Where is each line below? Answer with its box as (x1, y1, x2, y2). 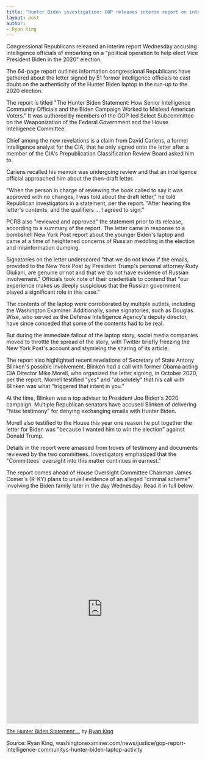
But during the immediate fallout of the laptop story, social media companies (6, 332, 198, 339)
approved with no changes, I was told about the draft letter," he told (6, 193, 176, 201)
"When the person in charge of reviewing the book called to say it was (6, 187, 183, 194)
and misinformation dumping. (6, 244, 81, 252)
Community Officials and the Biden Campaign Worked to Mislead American (6, 105, 195, 113)
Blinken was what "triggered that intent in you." (6, 383, 125, 390)
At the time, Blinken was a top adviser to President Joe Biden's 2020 (6, 394, 179, 402)
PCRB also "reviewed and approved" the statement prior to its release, (6, 218, 183, 225)
